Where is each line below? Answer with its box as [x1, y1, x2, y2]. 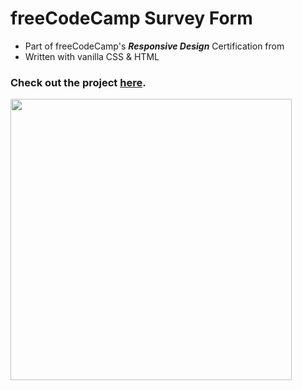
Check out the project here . [10, 75, 147, 89]
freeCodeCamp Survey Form [10, 7, 253, 30]
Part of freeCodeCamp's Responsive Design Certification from [24, 40, 285, 52]
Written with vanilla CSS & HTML [24, 50, 160, 62]
